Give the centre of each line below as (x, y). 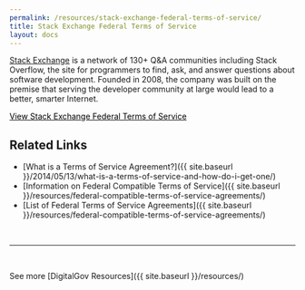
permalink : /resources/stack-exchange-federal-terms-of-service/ (135, 18)
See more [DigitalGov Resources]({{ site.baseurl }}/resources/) (127, 276)
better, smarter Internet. (54, 99)
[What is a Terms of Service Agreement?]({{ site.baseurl (128, 167)
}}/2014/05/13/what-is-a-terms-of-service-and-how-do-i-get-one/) (149, 177)
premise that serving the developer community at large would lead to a (142, 89)
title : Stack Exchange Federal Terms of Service (103, 26)
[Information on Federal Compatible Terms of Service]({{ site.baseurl (151, 186)
